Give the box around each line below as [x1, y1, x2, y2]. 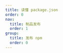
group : [5, 31, 19, 36]
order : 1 [10, 26, 28, 31]
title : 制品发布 [10, 21, 41, 27]
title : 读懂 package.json [5, 7, 58, 13]
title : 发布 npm [10, 36, 42, 41]
